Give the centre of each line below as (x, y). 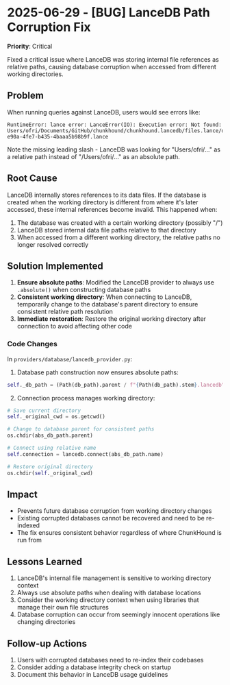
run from (29, 540)
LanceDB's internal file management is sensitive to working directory (114, 578)
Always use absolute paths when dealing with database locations (109, 593)
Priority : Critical (30, 46)
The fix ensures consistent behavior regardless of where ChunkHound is (119, 533)
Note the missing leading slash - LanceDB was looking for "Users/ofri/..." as (114, 149)
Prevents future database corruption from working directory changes (114, 511)
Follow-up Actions (47, 644)
